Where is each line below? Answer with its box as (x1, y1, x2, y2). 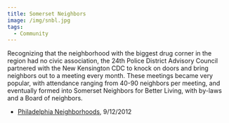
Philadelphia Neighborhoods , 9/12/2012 (17, 108, 132, 116)
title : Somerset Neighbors (7, 10, 86, 18)
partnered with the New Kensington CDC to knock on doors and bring (7, 64, 209, 72)
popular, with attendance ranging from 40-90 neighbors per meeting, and (7, 79, 221, 88)
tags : (7, 23, 23, 30)
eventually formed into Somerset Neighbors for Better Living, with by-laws (7, 86, 223, 95)
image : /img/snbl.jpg (7, 17, 71, 24)
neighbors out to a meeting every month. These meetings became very (7, 72, 213, 80)
